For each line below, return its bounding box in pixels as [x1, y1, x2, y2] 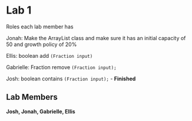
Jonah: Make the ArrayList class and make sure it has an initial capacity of [6, 34, 186, 41]
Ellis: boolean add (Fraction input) [6, 52, 93, 59]
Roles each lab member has [6, 23, 74, 30]
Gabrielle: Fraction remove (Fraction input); [6, 63, 117, 71]
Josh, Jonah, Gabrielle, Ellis [6, 107, 75, 115]
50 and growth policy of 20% [6, 41, 77, 48]
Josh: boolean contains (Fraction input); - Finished [6, 75, 136, 82]
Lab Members [6, 92, 58, 102]
